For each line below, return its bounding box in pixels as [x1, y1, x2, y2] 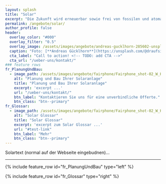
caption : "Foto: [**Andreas [9, 48, 68, 53]
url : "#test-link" [14, 127, 52, 132]
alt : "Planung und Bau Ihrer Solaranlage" [14, 76, 103, 81]
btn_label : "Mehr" [14, 132, 52, 137]
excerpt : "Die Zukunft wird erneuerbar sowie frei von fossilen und [5, 16, 149, 21]
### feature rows [5, 62, 41, 67]
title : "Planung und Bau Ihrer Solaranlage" [14, 81, 107, 86]
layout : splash [5, 7, 37, 12]
